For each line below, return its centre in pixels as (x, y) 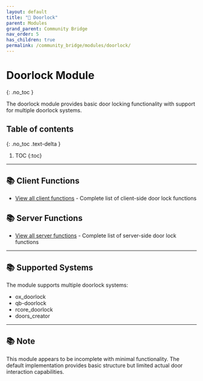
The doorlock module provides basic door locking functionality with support (101, 104)
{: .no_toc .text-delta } (34, 144)
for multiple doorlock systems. (44, 110)
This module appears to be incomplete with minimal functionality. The (93, 359)
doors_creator (32, 316)
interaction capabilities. (35, 371)
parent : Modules (27, 23)
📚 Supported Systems (50, 267)
